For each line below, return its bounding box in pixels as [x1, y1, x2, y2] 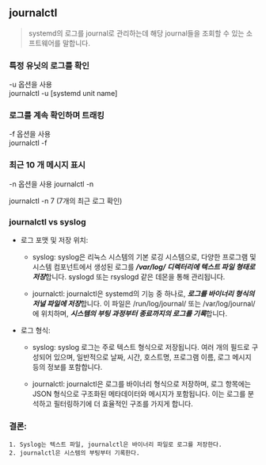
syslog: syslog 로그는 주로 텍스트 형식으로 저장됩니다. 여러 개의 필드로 [32, 343, 250, 352]
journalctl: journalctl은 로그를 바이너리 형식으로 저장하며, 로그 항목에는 [32, 379, 252, 388]
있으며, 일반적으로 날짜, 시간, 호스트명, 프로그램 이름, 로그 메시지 [53, 352, 252, 362]
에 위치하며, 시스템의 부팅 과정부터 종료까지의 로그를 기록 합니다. [32, 309, 228, 318]
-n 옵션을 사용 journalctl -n [9, 179, 94, 189]
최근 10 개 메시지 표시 [9, 159, 85, 171]
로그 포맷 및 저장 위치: [20, 236, 89, 244]
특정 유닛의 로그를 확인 [9, 60, 90, 71]
